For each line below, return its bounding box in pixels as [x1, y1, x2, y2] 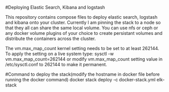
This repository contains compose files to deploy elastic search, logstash [5, 14, 158, 20]
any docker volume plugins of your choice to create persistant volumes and [5, 30, 163, 36]
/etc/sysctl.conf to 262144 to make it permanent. [5, 62, 107, 67]
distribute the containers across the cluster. [5, 35, 96, 41]
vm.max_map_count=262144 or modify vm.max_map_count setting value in [5, 56, 163, 62]
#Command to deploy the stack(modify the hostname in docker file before [5, 71, 160, 77]
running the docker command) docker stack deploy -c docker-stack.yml [5, 77, 156, 82]
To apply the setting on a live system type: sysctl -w [5, 51, 114, 57]
